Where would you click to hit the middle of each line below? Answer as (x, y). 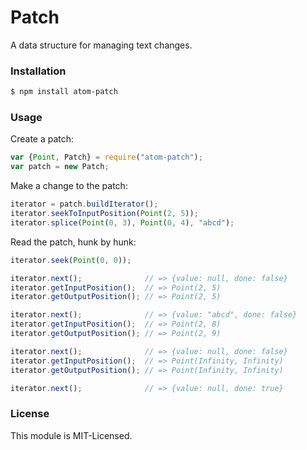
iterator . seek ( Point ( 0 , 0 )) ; (71, 260)
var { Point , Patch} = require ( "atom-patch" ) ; (106, 157)
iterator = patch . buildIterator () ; (84, 204)
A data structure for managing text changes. (101, 45)
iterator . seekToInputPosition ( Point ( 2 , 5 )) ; (104, 214)
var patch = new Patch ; (60, 167)
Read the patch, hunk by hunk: (73, 242)
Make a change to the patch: (69, 186)
